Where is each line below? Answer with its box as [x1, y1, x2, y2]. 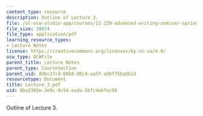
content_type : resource [6, 8, 66, 15]
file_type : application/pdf [6, 31, 77, 37]
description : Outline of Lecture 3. [6, 14, 98, 21]
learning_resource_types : [6, 37, 71, 43]
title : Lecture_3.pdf [6, 82, 61, 88]
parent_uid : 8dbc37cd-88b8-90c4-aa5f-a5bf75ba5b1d [6, 71, 137, 77]
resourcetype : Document [6, 76, 66, 82]
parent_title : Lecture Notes [6, 59, 80, 65]
